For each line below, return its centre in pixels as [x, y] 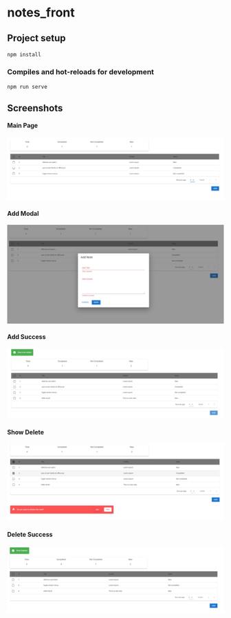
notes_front [41, 13]
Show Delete [26, 432]
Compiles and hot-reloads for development [81, 71]
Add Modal [23, 213]
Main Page [23, 126]
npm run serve [27, 87]
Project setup [37, 38]
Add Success [26, 337]
